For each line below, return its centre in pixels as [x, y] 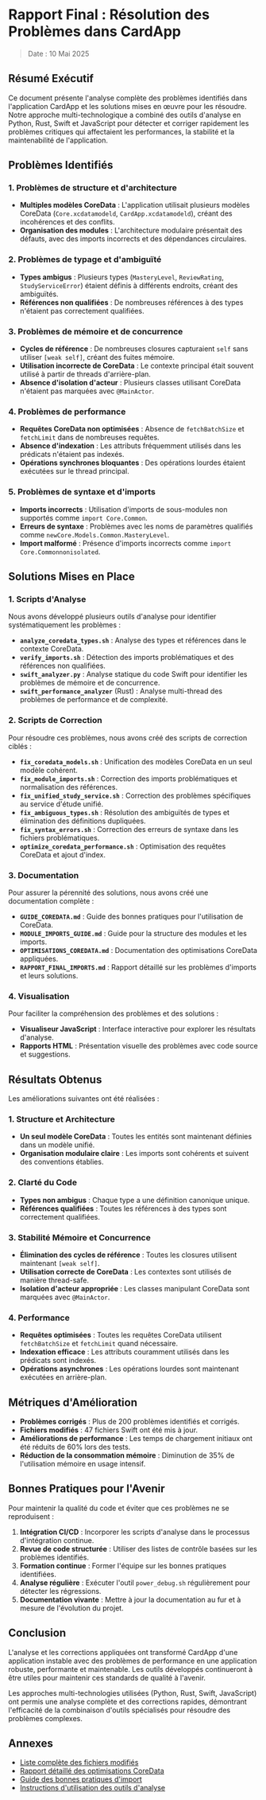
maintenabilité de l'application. [58, 140]
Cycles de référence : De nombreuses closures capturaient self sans [134, 349]
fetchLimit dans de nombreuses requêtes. [90, 437]
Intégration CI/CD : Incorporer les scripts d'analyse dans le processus [135, 1532]
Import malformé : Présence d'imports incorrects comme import [125, 543]
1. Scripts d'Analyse [47, 599]
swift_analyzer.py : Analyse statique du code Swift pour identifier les [133, 674]
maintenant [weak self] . [60, 1263]
